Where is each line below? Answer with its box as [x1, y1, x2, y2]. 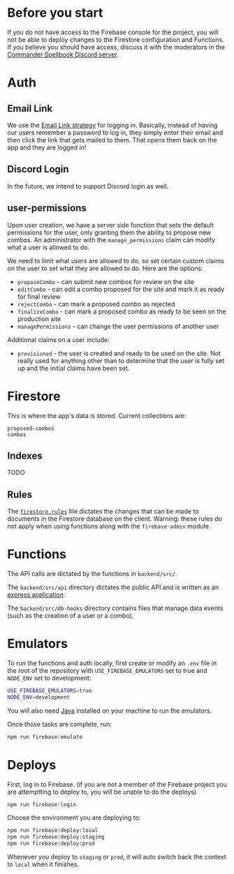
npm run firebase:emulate [7, 733, 82, 741]
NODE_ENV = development [7, 693, 71, 701]
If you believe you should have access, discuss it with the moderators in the [7, 43, 226, 51]
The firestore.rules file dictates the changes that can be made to [7, 508, 199, 516]
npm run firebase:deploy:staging [7, 834, 105, 840]
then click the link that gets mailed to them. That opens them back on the [7, 135, 218, 144]
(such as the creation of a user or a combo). [7, 612, 134, 620]
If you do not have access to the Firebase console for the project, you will [7, 28, 219, 36]
